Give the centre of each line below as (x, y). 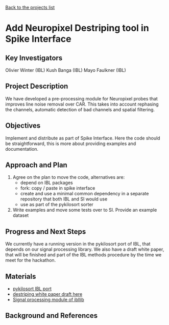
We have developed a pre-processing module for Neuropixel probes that (82, 98)
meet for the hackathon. (31, 260)
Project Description (37, 86)
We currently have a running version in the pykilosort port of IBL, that (78, 244)
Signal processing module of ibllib (48, 300)
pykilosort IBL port (32, 289)
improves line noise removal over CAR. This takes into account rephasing (82, 104)
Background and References (52, 316)
